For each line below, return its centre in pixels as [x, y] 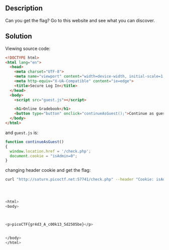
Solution [19, 37]
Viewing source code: [28, 48]
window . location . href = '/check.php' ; [51, 151]
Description [24, 8]
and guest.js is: [22, 133]
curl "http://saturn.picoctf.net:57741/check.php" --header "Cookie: [80, 179]
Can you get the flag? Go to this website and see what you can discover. [80, 20]
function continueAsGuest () [35, 142]
